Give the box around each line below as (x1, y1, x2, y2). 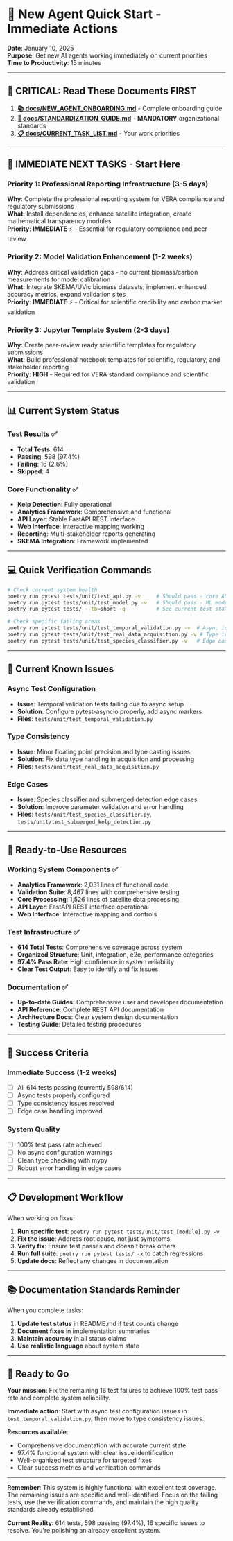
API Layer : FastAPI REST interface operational (17, 903, 149, 911)
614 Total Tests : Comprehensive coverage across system (17, 943, 182, 952)
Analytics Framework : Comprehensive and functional (17, 507, 172, 516)
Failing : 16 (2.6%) (17, 460, 69, 468)
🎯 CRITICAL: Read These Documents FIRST (7, 85, 197, 97)
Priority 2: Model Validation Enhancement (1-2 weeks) (7, 252, 193, 262)
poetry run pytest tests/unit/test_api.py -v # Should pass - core (7, 593, 218, 600)
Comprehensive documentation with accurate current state (17, 1441, 187, 1449)
